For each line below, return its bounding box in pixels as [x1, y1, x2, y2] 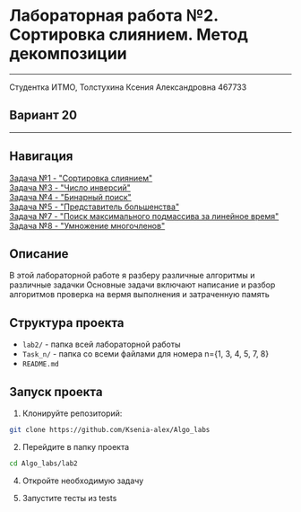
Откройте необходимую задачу [21, 475, 144, 486]
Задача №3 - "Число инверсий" [9, 181, 132, 193]
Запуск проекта [9, 384, 103, 400]
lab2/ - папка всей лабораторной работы [21, 339, 181, 350]
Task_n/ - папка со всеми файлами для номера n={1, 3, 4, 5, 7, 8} [21, 349, 270, 359]
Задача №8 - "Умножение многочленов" [9, 220, 166, 231]
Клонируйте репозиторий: [21, 408, 123, 419]
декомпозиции [9, 44, 127, 64]
